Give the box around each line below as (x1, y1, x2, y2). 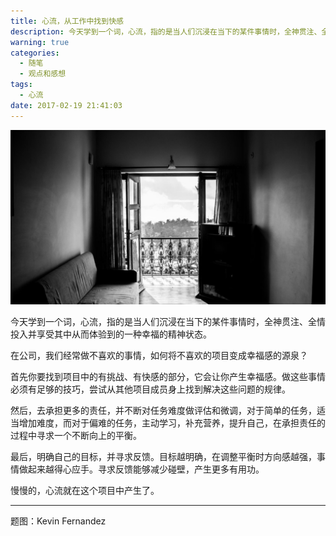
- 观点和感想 (19, 69, 67, 79)
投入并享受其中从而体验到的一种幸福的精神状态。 (10, 328, 212, 340)
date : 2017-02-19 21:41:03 (10, 100, 123, 110)
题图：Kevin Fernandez (10, 515, 107, 527)
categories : (10, 48, 60, 58)
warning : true (10, 37, 70, 47)
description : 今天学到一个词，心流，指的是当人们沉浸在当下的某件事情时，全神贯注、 (10, 26, 322, 37)
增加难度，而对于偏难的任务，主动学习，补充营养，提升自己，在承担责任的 (18, 417, 326, 429)
